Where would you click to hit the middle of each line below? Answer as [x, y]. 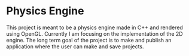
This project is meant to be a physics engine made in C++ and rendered [95, 27]
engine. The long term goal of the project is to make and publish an [89, 40]
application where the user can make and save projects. [75, 46]
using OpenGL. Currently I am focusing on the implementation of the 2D [95, 33]
